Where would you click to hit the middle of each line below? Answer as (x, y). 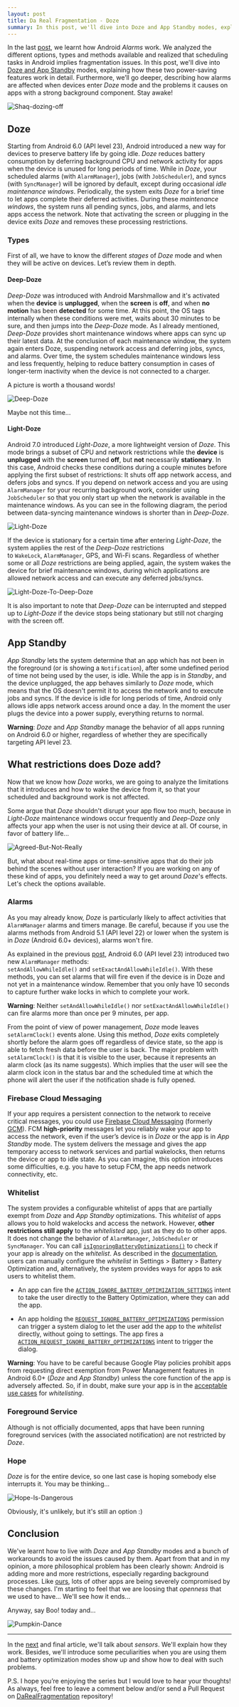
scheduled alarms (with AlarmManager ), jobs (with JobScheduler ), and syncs (117, 177)
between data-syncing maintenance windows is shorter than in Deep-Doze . (118, 513)
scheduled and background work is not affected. (79, 797)
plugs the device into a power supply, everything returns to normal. (106, 713)
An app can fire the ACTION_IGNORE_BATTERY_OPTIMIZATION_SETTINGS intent (124, 1290)
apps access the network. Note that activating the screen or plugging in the (118, 214)
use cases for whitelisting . (46, 1393)
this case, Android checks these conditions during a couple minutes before (117, 467)
